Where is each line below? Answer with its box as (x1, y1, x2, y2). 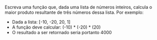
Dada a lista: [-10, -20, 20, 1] (12, 19, 71, 25)
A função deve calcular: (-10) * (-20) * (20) (12, 24, 101, 30)
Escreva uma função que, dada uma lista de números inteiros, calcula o (5, 4, 152, 10)
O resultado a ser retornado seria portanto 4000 (12, 30, 112, 35)
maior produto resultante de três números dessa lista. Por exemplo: (5, 9, 144, 15)
